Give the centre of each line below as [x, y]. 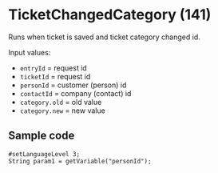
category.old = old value [61, 102]
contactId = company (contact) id [75, 93]
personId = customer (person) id [73, 85]
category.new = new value [62, 111]
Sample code [42, 136]
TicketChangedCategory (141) [110, 15]
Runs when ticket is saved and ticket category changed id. [105, 37]
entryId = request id [54, 68]
